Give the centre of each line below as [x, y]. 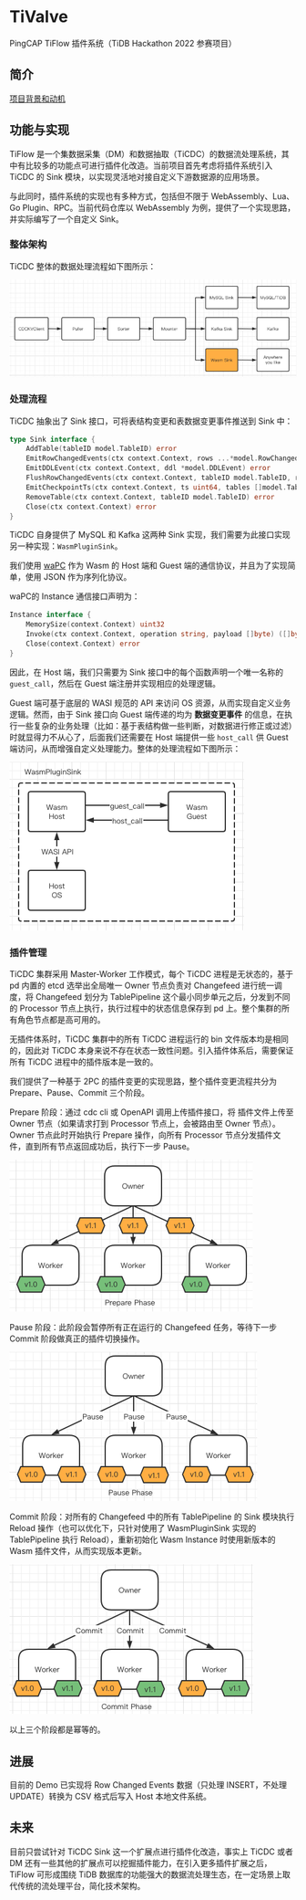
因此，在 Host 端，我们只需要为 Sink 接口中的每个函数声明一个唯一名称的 [147, 672]
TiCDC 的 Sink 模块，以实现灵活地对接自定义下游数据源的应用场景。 [137, 176]
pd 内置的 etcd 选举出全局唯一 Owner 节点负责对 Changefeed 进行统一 [142, 986]
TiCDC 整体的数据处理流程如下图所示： [83, 266]
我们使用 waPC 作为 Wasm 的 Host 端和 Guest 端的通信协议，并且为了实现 [149, 566]
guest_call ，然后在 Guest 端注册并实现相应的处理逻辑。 [115, 683]
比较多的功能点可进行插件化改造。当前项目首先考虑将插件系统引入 [149, 165]
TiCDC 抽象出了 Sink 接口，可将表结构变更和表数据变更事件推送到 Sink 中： [151, 421]
